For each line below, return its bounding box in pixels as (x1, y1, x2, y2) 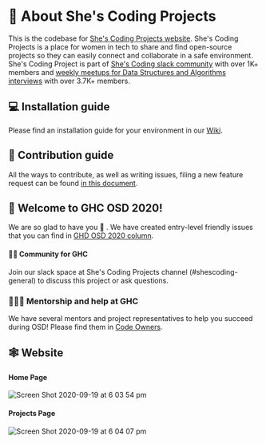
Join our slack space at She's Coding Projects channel (8, 267, 188, 276)
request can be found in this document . (8, 178, 138, 188)
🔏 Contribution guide (8, 149, 114, 162)
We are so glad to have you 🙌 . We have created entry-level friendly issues (8, 223, 253, 232)
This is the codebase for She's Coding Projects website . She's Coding (8, 34, 239, 43)
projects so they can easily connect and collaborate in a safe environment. (8, 50, 253, 60)
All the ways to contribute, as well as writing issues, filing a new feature (8, 169, 244, 179)
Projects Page (8, 409, 56, 418)
